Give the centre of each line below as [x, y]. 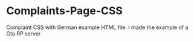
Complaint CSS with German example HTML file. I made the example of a [97, 27]
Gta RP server [24, 33]
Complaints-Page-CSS [64, 11]
